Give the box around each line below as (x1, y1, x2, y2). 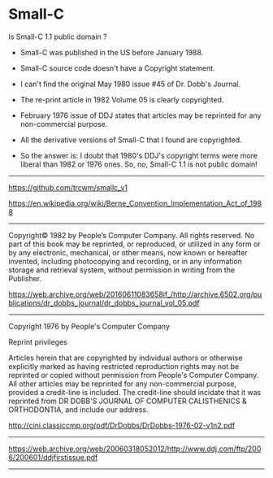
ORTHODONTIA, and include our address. (8, 404, 149, 415)
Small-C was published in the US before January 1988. (19, 47, 204, 57)
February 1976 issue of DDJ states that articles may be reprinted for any (19, 111, 262, 120)
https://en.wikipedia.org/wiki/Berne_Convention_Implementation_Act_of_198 (8, 198, 262, 208)
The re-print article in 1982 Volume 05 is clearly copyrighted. (19, 94, 224, 104)
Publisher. (8, 273, 42, 283)
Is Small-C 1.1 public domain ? (8, 32, 107, 41)
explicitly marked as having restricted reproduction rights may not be (8, 361, 240, 371)
